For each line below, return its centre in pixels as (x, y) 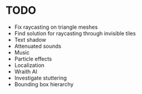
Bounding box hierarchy (44, 84)
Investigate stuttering (40, 78)
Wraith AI (25, 71)
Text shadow (30, 40)
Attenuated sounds (38, 46)
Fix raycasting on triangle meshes (56, 27)
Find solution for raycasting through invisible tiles (75, 33)
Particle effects (33, 59)
